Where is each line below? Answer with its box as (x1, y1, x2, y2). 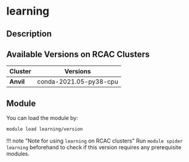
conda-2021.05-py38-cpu (37, 77, 119, 86)
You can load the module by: (6, 114, 78, 122)
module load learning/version (6, 126, 84, 132)
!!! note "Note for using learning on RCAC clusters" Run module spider (6, 137, 183, 144)
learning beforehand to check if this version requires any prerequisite (6, 144, 182, 151)
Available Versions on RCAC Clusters (6, 49, 150, 59)
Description (6, 29, 52, 39)
